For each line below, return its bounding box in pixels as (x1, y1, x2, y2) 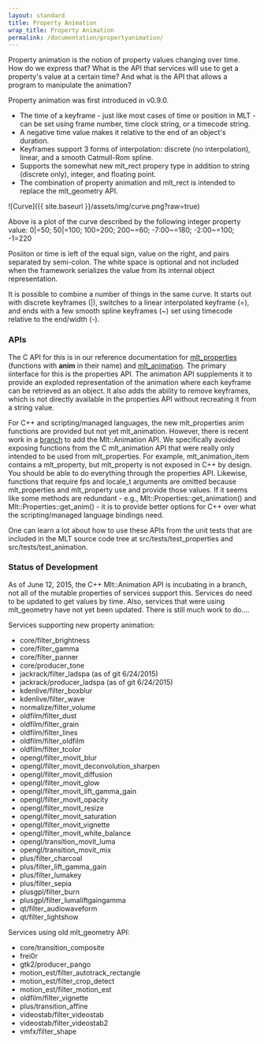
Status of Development (8, 562, 99, 573)
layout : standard (8, 11, 65, 20)
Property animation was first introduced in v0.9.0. (8, 95, 169, 105)
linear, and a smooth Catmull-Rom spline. (19, 153, 154, 163)
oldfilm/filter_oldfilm (19, 735, 85, 746)
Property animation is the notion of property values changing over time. (8, 55, 240, 65)
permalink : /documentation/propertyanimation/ (8, 33, 164, 42)
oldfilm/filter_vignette (19, 993, 89, 1002)
